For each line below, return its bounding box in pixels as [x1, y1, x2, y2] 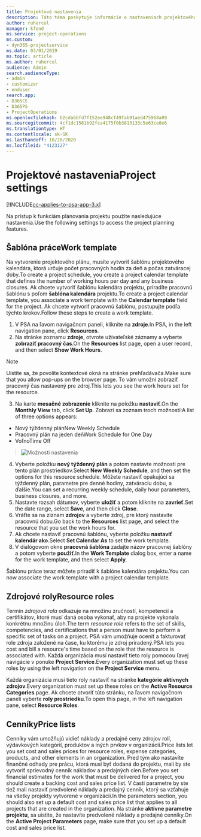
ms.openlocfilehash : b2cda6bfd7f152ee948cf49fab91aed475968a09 [6, 114, 167, 120]
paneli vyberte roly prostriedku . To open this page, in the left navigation [6, 696, 182, 703]
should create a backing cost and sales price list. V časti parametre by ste [6, 779, 188, 787]
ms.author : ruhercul [6, 59, 58, 65]
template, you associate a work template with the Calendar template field [6, 297, 188, 304]
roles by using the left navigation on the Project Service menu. [6, 664, 161, 672]
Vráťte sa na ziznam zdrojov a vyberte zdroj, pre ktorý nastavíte [14, 512, 173, 519]
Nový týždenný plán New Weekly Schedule [14, 425, 120, 432]
